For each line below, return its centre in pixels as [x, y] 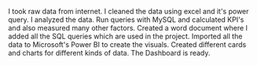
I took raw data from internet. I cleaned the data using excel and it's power [128, 11]
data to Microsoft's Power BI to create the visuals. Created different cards [127, 45]
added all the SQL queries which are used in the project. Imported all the [125, 36]
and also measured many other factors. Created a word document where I [128, 28]
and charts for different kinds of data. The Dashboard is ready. [109, 53]
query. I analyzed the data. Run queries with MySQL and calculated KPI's [126, 20]
